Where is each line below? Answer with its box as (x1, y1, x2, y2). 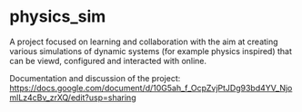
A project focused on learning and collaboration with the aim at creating (9, 36, 279, 47)
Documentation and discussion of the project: (9, 72, 181, 83)
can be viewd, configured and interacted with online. (9, 55, 207, 66)
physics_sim (9, 6, 106, 27)
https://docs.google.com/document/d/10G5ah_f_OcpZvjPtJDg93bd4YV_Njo (9, 82, 293, 93)
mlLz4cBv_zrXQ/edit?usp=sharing (9, 92, 136, 103)
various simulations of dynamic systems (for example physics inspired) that (9, 45, 293, 56)
